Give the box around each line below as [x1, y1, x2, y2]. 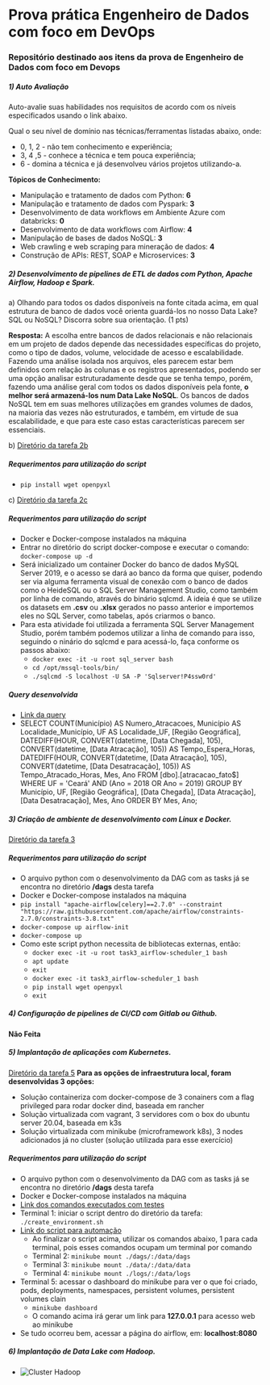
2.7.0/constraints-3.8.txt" [19, 914, 114, 923]
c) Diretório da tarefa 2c [8, 495, 88, 505]
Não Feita [8, 1029, 41, 1039]
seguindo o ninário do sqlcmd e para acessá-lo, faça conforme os [19, 636, 239, 646]
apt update [31, 957, 69, 965]
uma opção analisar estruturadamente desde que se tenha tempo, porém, [8, 374, 253, 383]
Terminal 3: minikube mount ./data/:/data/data [31, 1259, 191, 1269]
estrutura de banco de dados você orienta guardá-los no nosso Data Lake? [8, 307, 258, 316]
